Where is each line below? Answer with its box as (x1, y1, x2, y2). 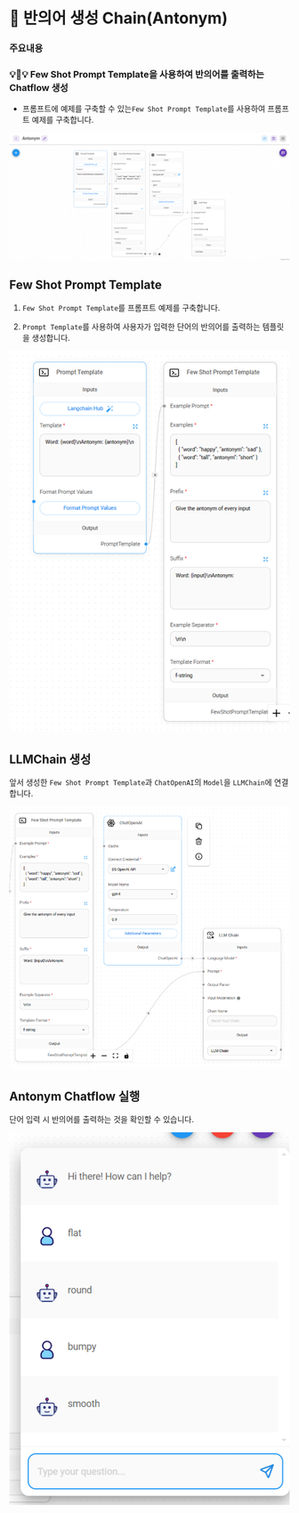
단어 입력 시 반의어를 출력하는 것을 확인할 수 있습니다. (9, 1114, 194, 1125)
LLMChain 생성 (9, 751, 92, 766)
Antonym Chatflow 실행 (9, 1088, 141, 1104)
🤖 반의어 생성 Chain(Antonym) (9, 8, 229, 28)
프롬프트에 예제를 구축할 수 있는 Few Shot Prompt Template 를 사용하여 (21, 103, 266, 114)
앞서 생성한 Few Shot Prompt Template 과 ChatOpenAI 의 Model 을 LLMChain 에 (9, 777, 273, 788)
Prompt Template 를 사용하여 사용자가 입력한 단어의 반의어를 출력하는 (21, 321, 261, 332)
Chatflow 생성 (9, 82, 69, 94)
